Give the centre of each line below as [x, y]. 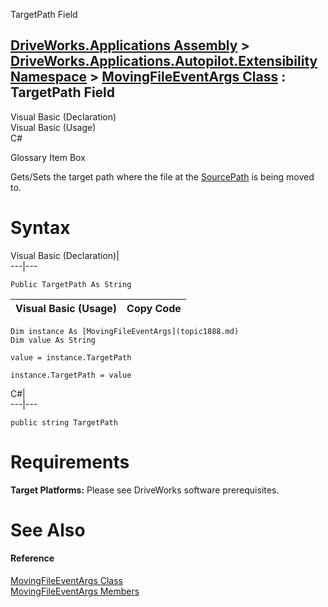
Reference [32, 558]
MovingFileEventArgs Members [75, 591]
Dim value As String [53, 340]
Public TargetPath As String [71, 284]
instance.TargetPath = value [71, 375]
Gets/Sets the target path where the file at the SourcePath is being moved [162, 176]
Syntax [40, 228]
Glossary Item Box [48, 157]
